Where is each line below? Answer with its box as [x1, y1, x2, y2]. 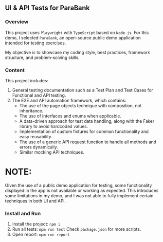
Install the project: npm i [12, 221, 61, 227]
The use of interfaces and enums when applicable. [19, 113, 122, 119]
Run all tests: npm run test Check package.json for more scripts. [12, 226, 141, 232]
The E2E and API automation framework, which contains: [12, 97, 127, 103]
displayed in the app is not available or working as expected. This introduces [5, 187, 159, 193]
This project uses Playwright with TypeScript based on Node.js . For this [5, 29, 149, 36]
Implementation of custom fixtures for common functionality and [19, 129, 149, 134]
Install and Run [5, 210, 41, 217]
